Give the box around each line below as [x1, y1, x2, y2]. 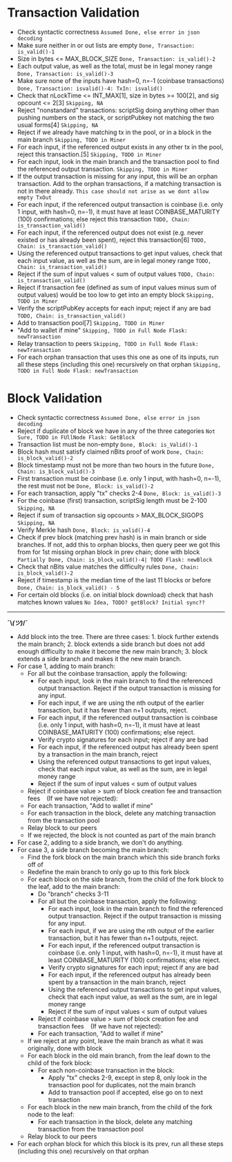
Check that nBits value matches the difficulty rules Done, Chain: [17, 562, 200, 571]
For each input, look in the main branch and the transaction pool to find [17, 157, 220, 165]
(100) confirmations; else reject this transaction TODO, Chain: [17, 214, 191, 223]
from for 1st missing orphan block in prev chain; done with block [17, 548, 200, 556]
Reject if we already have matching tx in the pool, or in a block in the [17, 128, 212, 136]
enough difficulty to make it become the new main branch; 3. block [17, 647, 209, 655]
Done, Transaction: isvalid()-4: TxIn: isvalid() [17, 85, 164, 92]
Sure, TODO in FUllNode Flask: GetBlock [17, 434, 135, 441]
